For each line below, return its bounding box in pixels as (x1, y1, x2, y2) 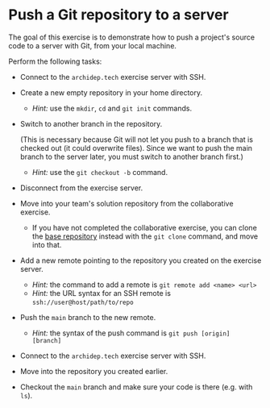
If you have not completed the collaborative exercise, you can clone (31, 223, 258, 232)
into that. (31, 239, 62, 249)
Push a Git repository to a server (8, 6, 229, 24)
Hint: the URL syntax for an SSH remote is (31, 288, 172, 298)
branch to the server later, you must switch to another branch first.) (19, 152, 244, 161)
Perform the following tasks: (8, 56, 102, 66)
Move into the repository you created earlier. (19, 366, 168, 376)
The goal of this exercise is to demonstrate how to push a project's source (8, 32, 255, 42)
